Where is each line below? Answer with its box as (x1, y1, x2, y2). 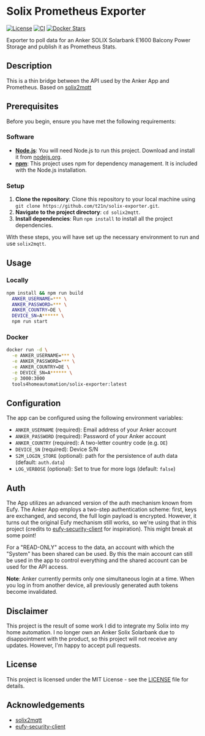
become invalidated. (6, 588, 58, 596)
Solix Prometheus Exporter (6, 4, 146, 18)
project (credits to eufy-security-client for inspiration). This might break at (6, 525, 193, 533)
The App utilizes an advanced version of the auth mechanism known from (6, 499, 193, 507)
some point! (6, 532, 37, 539)
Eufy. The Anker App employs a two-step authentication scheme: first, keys (6, 506, 197, 513)
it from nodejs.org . (15, 153, 62, 161)
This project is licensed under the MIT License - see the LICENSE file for (6, 675, 188, 683)
